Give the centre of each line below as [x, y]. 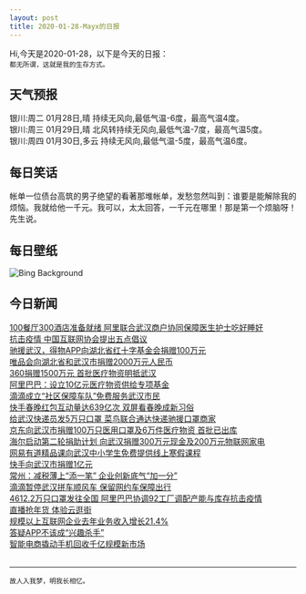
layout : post [34, 18]
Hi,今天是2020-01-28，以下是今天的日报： [89, 53]
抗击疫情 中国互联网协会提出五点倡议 [78, 339]
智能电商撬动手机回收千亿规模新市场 [77, 544]
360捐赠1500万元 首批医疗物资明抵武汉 [83, 373]
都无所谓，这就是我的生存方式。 [59, 65]
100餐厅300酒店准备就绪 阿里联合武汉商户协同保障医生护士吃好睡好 [137, 327]
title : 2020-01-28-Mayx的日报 [65, 26]
